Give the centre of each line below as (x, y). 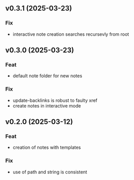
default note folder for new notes (48, 76)
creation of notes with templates (47, 147)
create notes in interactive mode (47, 106)
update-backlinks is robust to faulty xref (55, 100)
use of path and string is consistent (50, 172)
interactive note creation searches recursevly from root (71, 34)
